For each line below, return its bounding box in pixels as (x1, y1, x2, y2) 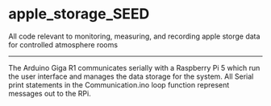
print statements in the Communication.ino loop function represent (8, 79, 230, 89)
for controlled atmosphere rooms (8, 39, 119, 49)
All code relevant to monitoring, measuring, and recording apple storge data (8, 31, 261, 41)
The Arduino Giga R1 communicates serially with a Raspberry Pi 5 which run (8, 63, 261, 72)
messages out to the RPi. (8, 88, 91, 98)
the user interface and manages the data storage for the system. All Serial (8, 71, 254, 81)
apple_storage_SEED (8, 5, 150, 23)
